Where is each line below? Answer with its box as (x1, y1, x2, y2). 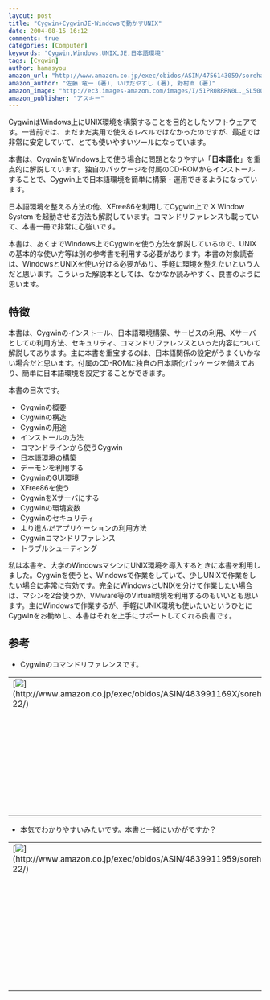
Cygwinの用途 (19, 423, 67, 432)
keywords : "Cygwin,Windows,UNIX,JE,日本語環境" (8, 49, 165, 57)
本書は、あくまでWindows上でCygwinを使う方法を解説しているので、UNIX (8, 239, 257, 249)
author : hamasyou (8, 64, 67, 72)
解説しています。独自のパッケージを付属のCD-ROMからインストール (29, 164, 256, 174)
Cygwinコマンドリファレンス (19, 533, 117, 543)
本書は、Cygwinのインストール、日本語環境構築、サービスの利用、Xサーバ (8, 328, 256, 338)
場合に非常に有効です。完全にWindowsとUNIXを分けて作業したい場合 (22, 581, 253, 590)
